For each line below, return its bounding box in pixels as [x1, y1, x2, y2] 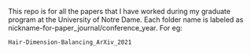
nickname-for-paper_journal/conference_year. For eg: [8, 23, 183, 32]
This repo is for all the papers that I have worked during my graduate [8, 7, 231, 16]
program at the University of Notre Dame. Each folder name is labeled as [8, 15, 244, 24]
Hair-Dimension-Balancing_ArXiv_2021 [8, 38, 132, 46]
